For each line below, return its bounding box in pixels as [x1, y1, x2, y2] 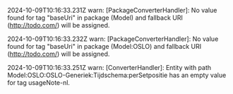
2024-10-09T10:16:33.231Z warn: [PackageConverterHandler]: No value [7, 6, 217, 14]
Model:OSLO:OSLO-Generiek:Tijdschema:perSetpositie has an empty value [7, 71, 227, 79]
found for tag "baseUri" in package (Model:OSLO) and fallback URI [7, 42, 202, 50]
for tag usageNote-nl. [7, 78, 71, 87]
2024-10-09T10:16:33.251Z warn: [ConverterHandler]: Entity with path [7, 64, 212, 71]
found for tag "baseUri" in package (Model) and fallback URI [7, 13, 184, 22]
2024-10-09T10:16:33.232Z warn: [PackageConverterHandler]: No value [7, 35, 219, 43]
